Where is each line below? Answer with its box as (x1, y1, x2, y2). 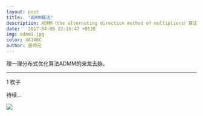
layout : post (6, 8, 39, 15)
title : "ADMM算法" (6, 14, 54, 21)
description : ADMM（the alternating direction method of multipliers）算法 (6, 20, 198, 26)
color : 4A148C (6, 37, 42, 43)
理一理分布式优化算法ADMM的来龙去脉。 (6, 60, 109, 67)
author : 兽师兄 (6, 43, 42, 49)
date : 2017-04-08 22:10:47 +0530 (6, 25, 96, 32)
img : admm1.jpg (6, 31, 45, 37)
